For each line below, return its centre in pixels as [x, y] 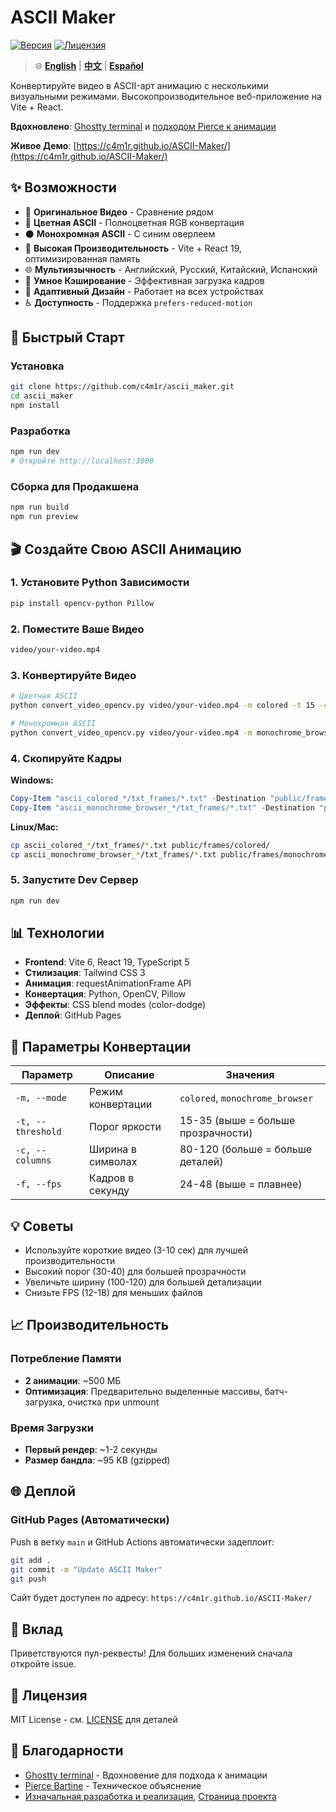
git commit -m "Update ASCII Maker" [86, 1569]
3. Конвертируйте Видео [73, 675]
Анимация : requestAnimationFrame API [108, 983]
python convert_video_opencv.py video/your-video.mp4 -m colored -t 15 [162, 706]
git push [28, 1579]
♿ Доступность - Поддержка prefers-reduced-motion [138, 302]
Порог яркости [125, 1127]
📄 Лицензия [49, 1695]
